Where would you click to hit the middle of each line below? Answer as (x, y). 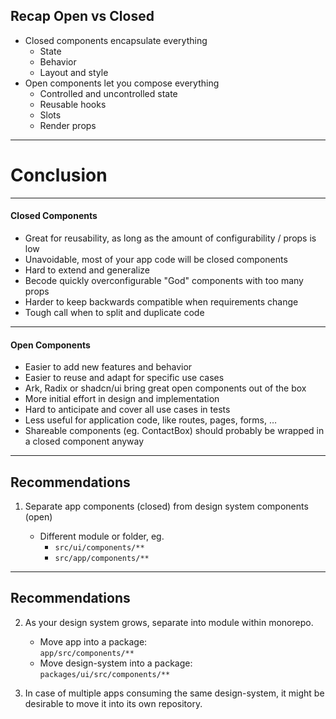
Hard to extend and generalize (87, 270)
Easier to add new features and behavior (108, 367)
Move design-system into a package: (116, 663)
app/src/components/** (87, 653)
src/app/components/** (102, 558)
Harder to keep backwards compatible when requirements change (161, 301)
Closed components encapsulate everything (116, 40)
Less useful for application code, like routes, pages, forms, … (151, 420)
